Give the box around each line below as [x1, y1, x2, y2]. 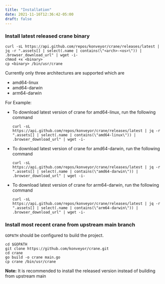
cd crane [5, 250, 23, 255]
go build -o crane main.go [5, 255, 61, 260]
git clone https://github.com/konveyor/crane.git [5, 246, 109, 251]
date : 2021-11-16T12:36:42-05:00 [5, 12, 74, 17]
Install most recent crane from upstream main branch [5, 221, 135, 228]
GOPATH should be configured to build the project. [5, 232, 104, 238]
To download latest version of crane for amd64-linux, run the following [12, 109, 156, 115]
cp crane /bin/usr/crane [5, 259, 56, 264]
